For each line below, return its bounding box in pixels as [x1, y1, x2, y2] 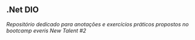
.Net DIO [6, 5, 39, 15]
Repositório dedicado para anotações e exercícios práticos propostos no [6, 20, 189, 27]
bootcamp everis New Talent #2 [6, 27, 87, 34]
